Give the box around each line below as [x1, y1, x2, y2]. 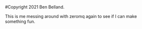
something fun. [5, 19, 35, 24]
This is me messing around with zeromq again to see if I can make [5, 14, 137, 19]
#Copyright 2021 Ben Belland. [5, 4, 64, 10]
